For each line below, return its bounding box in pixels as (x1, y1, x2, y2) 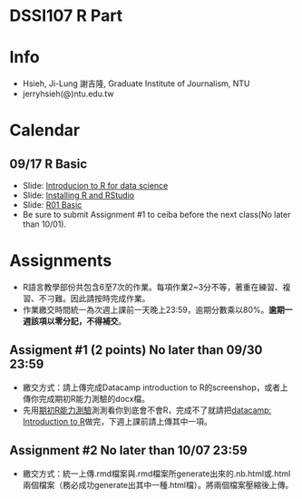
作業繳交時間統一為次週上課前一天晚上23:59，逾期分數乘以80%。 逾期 (22, 305, 286, 316)
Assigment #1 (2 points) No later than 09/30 (9, 342, 263, 358)
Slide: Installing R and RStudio (22, 190, 134, 201)
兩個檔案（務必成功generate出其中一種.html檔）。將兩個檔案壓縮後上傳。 (22, 479, 294, 490)
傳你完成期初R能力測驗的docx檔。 (22, 393, 151, 404)
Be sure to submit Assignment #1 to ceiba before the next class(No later (22, 210, 291, 220)
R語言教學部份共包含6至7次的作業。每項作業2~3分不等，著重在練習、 (22, 282, 283, 293)
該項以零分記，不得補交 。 (30, 316, 127, 327)
